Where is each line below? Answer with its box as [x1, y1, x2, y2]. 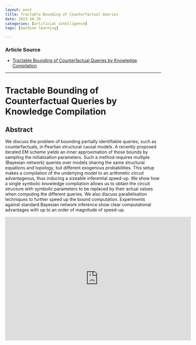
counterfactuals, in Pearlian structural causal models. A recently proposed [5, 144, 157, 150]
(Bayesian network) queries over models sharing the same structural [5, 159, 145, 166]
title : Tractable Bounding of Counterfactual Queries [5, 12, 119, 17]
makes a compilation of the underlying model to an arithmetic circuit [5, 170, 145, 176]
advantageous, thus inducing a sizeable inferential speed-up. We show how [5, 175, 160, 181]
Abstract [5, 126, 33, 134]
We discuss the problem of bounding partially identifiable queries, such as [5, 139, 157, 145]
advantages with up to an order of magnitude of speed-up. [5, 207, 125, 213]
